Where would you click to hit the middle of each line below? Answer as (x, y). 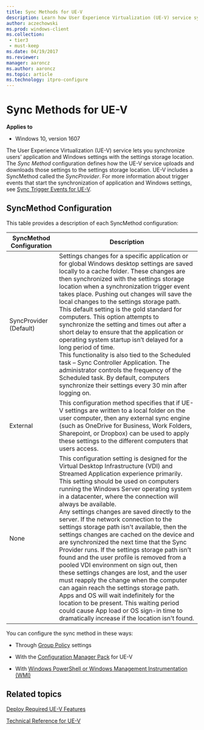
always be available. (87, 504)
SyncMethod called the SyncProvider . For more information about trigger (98, 177)
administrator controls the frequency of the (120, 370)
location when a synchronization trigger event (124, 286)
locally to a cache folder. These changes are (122, 271)
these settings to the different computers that (123, 441)
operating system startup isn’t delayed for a (121, 340)
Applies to (19, 127)
